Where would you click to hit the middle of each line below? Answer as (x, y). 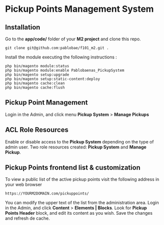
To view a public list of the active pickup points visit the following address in (82, 179)
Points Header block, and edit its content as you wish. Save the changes (79, 213)
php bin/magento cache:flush (35, 87)
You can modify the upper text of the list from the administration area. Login (82, 203)
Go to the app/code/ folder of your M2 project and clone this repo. (73, 39)
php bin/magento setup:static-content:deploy (52, 79)
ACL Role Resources (37, 130)
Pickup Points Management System (80, 9)
